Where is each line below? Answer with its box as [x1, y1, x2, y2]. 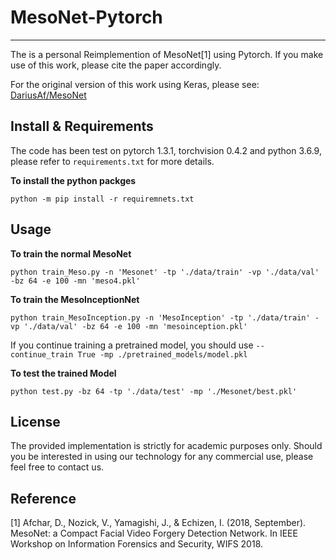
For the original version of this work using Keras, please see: [10, 78, 260, 90]
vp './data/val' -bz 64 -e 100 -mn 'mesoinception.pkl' [10, 321, 248, 331]
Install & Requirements [10, 118, 154, 135]
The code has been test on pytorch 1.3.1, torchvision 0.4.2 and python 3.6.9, [10, 144, 322, 156]
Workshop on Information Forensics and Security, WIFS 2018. [10, 538, 264, 550]
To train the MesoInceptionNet [10, 293, 140, 305]
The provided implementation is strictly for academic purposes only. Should [10, 440, 323, 452]
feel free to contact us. [10, 461, 105, 473]
